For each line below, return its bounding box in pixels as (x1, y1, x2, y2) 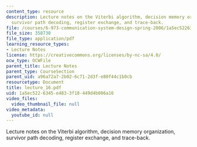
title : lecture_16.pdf (6, 85, 62, 91)
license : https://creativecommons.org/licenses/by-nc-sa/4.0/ (6, 52, 161, 58)
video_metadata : (6, 107, 46, 112)
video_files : (6, 95, 38, 101)
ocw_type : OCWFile (6, 57, 51, 63)
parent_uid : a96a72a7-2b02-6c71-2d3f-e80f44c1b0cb (6, 74, 133, 80)
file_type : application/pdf (6, 36, 75, 42)
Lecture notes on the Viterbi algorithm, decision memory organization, (6, 128, 176, 135)
